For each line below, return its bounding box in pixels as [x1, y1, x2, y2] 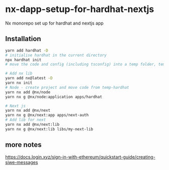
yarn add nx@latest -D [5, 76, 53, 81]
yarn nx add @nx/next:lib [5, 122, 59, 127]
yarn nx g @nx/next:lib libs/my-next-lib [5, 126, 94, 131]
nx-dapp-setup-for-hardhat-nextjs [5, 4, 154, 15]
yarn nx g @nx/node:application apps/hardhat [5, 94, 102, 99]
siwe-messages [5, 159, 38, 165]
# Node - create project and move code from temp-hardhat [5, 85, 129, 90]
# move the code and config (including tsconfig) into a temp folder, [5, 62, 156, 67]
